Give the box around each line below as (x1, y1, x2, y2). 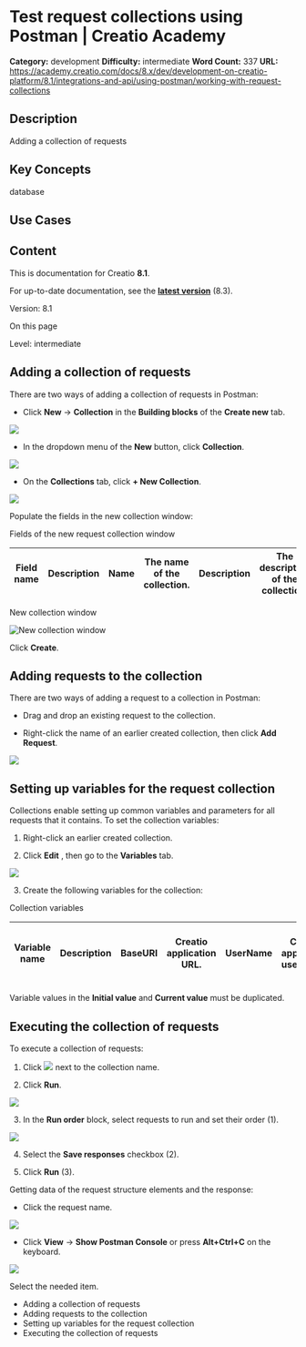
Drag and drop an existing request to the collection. (22, 710, 216, 721)
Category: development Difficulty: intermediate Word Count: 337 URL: (9, 56, 279, 66)
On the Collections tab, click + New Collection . (22, 475, 202, 486)
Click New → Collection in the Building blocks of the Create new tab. (22, 406, 285, 417)
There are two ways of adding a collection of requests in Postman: (9, 389, 259, 400)
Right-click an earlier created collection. (22, 832, 173, 843)
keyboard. (22, 1246, 61, 1258)
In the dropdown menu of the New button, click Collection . (22, 441, 245, 452)
